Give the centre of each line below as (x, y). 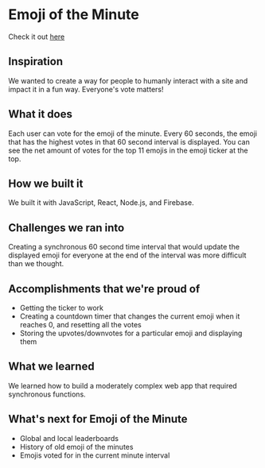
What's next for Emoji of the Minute (98, 419)
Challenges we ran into (66, 228)
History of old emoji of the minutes (76, 447)
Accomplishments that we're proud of (104, 289)
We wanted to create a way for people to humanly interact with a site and (128, 80)
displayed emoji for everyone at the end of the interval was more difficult (127, 255)
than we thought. (36, 264)
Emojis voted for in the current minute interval (95, 455)
